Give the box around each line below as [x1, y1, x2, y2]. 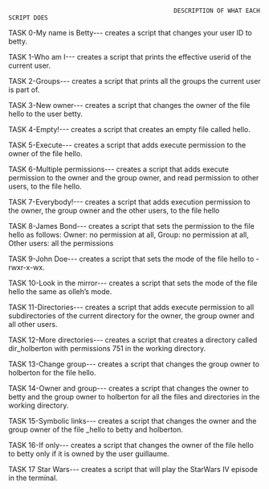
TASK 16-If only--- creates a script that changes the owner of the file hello [8, 441, 255, 450]
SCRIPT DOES [8, 14, 48, 22]
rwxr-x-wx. [8, 263, 46, 272]
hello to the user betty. [8, 109, 83, 118]
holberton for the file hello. [8, 368, 96, 377]
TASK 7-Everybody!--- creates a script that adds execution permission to [8, 197, 251, 206]
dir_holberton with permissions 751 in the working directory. [8, 344, 206, 353]
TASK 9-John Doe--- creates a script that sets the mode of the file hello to [8, 254, 255, 263]
